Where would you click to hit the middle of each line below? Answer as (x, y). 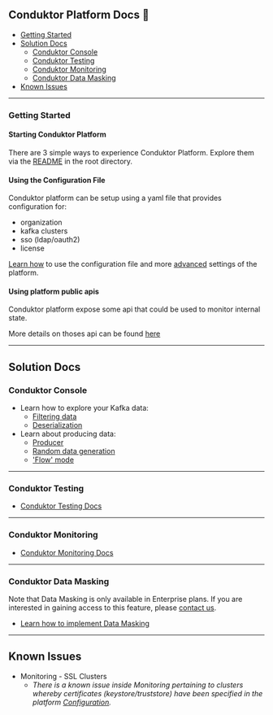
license (32, 248)
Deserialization (57, 425)
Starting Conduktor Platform (58, 134)
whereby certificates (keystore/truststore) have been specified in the (147, 693)
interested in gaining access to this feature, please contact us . (113, 608)
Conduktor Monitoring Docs (67, 552)
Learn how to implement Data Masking (85, 623)
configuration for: (38, 207)
